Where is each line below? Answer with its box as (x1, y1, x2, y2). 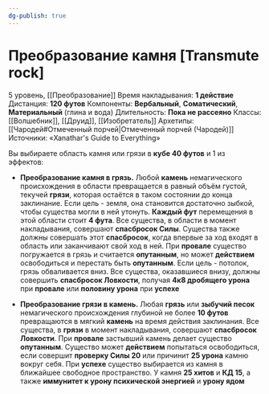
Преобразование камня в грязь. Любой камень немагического (19, 172, 243, 182)
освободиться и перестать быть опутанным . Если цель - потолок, (19, 258, 249, 268)
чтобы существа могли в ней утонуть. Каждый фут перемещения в (19, 207, 254, 216)
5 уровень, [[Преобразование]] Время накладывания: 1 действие (8, 90, 234, 100)
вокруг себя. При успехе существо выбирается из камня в (19, 359, 223, 368)
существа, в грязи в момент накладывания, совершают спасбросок (19, 325, 257, 334)
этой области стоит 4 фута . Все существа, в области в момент (19, 215, 237, 225)
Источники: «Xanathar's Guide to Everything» (8, 133, 161, 142)
